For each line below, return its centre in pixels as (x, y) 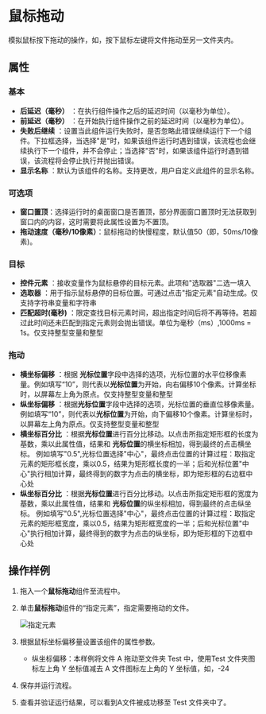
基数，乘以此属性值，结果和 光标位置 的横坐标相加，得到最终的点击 (129, 444)
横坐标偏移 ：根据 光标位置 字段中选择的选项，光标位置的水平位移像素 (133, 374)
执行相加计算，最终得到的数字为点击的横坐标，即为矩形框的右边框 (138, 473)
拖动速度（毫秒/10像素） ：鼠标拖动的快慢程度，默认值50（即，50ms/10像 (139, 231)
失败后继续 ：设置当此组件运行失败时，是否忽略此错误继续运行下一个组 (135, 130)
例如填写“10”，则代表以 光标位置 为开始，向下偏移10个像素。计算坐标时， (138, 413)
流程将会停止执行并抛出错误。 (90, 161)
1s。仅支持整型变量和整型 (61, 333)
